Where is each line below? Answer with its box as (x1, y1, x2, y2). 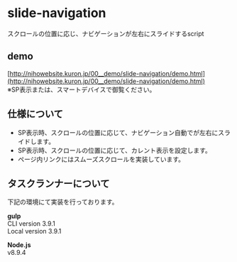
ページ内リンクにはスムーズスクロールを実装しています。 (17, 155, 184, 163)
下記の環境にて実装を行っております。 (7, 197, 118, 207)
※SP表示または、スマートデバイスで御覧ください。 (7, 85, 156, 94)
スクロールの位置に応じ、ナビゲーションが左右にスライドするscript (7, 29, 204, 38)
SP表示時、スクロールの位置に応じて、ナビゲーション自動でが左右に (17, 128, 219, 136)
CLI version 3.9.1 (7, 219, 55, 228)
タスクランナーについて (7, 178, 110, 190)
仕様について (7, 108, 64, 120)
